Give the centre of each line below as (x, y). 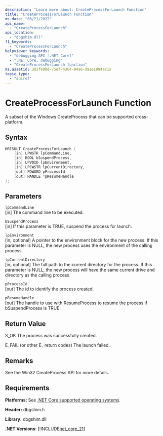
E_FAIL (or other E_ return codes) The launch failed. (58, 345)
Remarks (19, 361)
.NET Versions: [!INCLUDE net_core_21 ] (45, 429)
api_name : (15, 23)
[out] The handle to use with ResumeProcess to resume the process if (76, 303)
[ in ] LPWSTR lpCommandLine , (43, 154)
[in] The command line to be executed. (44, 212)
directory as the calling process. (38, 275)
